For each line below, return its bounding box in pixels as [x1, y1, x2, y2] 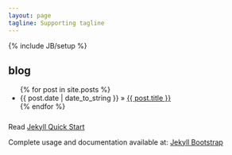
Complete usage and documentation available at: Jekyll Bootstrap [8, 137, 224, 147]
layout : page [8, 11, 52, 20]
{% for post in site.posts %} [19, 85, 111, 95]
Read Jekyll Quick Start [8, 122, 85, 131]
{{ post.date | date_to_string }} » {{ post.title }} [19, 93, 172, 103]
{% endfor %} [19, 102, 66, 111]
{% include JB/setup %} [8, 41, 87, 50]
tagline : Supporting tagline [8, 19, 105, 27]
